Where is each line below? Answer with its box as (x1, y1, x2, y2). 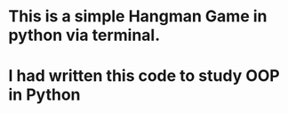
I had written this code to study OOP (8, 66, 281, 86)
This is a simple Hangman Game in (8, 6, 268, 27)
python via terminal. (8, 25, 161, 45)
